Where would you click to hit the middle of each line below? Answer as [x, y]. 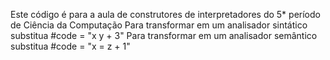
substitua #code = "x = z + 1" [70, 46]
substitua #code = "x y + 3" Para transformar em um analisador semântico [164, 35]
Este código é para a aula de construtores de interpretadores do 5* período [165, 14]
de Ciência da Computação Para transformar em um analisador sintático [159, 25]
